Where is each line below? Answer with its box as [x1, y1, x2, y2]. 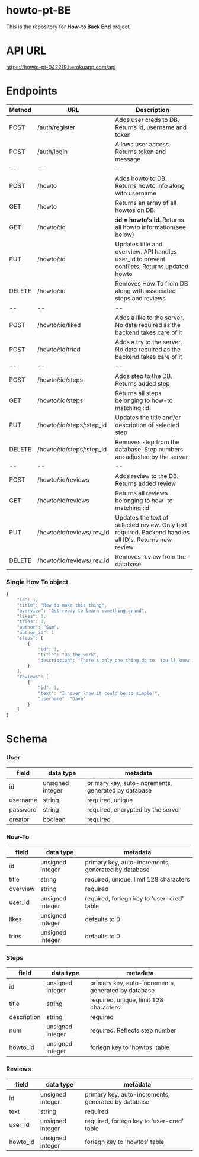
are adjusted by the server [115, 453, 188, 461]
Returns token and [115, 148, 166, 156]
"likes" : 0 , [17, 613, 46, 619]
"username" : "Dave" [37, 696, 86, 702]
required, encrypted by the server [86, 805, 181, 813]
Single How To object [6, 578, 69, 586]
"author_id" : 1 [17, 630, 54, 636]
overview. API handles [115, 247, 177, 255]
